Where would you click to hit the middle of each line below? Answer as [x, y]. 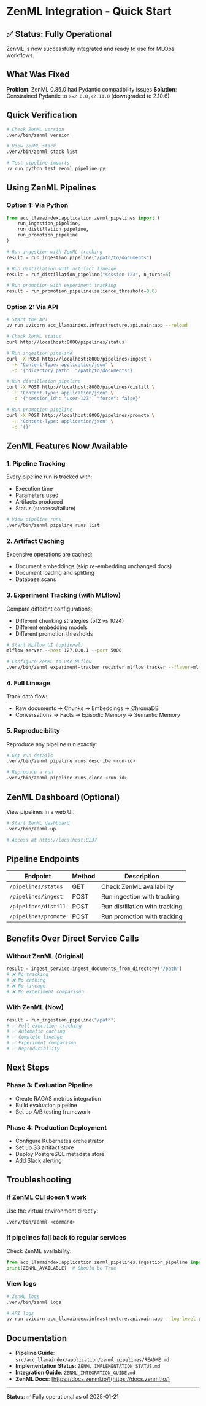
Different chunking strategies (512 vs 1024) [70, 620]
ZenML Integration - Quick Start [89, 11]
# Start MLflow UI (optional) [45, 645]
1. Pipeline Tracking [36, 463]
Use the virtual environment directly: [52, 1211]
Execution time [34, 489]
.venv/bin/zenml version [38, 135]
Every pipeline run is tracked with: [49, 477]
